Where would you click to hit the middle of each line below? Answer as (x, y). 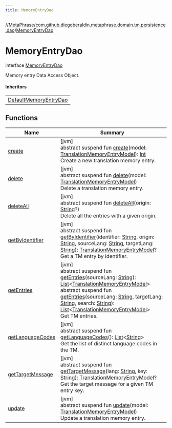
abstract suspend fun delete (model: (104, 175)
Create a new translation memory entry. (108, 160)
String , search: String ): (88, 303)
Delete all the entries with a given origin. (109, 215)
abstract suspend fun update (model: (104, 405)
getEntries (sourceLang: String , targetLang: (112, 296)
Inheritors (16, 87)
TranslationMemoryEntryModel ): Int (103, 154)
